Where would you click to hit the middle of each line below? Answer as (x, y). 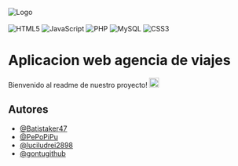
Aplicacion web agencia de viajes (119, 61)
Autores (28, 110)
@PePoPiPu (39, 136)
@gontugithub (43, 153)
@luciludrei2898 (46, 145)
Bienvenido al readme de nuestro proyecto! (78, 85)
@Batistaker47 (43, 128)
